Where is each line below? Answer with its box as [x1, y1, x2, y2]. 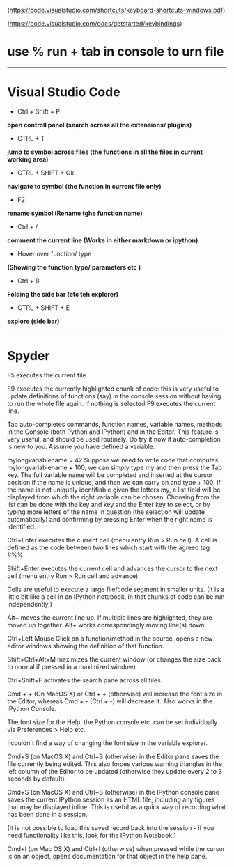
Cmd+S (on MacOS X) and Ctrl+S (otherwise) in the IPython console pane [7, 788, 219, 796]
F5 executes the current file [7, 370, 86, 379]
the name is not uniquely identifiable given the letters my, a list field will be [7, 485, 221, 494]
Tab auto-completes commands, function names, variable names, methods [7, 420, 223, 428]
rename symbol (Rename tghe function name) [7, 209, 143, 217]
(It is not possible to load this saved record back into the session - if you [7, 823, 214, 831]
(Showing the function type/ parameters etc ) [7, 263, 141, 271]
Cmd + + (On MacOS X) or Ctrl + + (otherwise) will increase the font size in [7, 689, 223, 698]
